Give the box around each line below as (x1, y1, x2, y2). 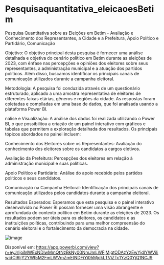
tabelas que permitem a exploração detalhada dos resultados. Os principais (5, 126, 158, 132)
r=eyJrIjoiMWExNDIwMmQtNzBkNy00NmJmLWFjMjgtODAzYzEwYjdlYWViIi (5, 249, 159, 255)
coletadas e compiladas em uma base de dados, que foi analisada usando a (5, 101, 158, 107)
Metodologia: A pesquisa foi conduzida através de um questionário (5, 85, 141, 91)
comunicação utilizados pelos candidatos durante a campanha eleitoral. (5, 190, 150, 196)
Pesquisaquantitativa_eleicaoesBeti (5, 3, 154, 15)
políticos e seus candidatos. (5, 175, 62, 181)
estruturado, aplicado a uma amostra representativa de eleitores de (5, 90, 141, 96)
